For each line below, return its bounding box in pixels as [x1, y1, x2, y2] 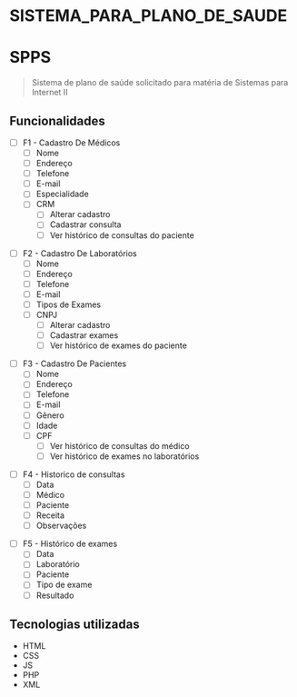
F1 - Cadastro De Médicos [22, 137, 121, 148]
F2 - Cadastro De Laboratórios [22, 247, 138, 259]
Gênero [35, 410, 65, 421]
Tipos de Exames [35, 299, 102, 310]
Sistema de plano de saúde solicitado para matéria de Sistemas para [31, 77, 289, 88]
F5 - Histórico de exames [22, 538, 118, 550]
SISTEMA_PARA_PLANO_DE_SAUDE [9, 5, 288, 26]
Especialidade [35, 188, 89, 200]
